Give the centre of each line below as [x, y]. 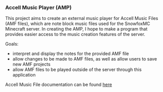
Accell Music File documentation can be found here [59, 84]
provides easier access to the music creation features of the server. [75, 34]
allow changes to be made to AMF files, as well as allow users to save [85, 59]
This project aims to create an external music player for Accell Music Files [82, 18]
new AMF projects [31, 64]
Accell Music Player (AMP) [38, 7]
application [24, 75]
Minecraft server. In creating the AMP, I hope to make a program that [76, 29]
